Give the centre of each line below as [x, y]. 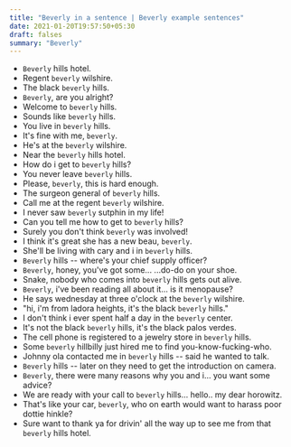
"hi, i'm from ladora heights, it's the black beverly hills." [125, 309]
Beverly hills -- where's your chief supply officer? [115, 261]
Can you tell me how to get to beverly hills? [103, 222]
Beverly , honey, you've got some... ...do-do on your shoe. [130, 270]
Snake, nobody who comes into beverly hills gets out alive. [132, 280]
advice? [37, 386]
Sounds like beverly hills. [69, 116]
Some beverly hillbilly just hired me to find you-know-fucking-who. [147, 347]
